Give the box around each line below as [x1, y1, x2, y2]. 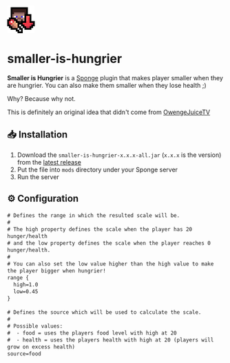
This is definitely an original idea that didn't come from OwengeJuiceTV [7, 108, 211, 116]
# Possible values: [7, 322, 63, 330]
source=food [7, 350, 41, 357]
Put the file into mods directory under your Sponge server [17, 165, 178, 174]
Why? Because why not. [7, 94, 76, 102]
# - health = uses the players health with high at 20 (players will [7, 336, 214, 344]
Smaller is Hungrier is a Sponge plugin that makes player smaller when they [7, 73, 224, 82]
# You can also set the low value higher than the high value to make [7, 260, 214, 268]
